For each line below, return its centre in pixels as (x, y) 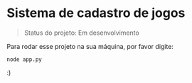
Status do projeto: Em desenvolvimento (81, 33)
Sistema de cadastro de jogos (96, 13)
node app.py (24, 59)
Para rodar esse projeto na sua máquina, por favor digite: (90, 46)
